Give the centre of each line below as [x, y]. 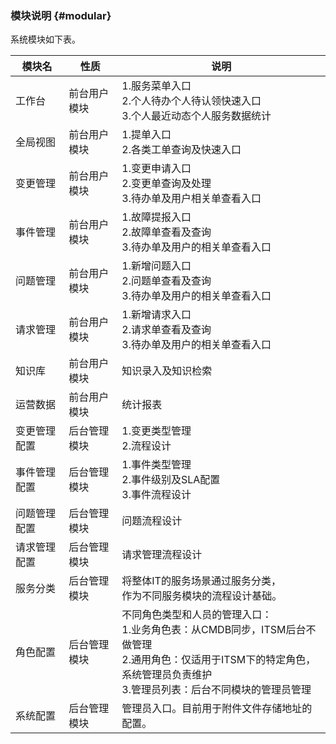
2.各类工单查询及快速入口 [181, 150]
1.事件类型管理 [156, 465]
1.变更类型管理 [156, 431]
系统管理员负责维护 [167, 675]
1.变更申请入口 [156, 169]
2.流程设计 [146, 446]
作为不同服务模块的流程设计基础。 [202, 596]
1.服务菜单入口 [156, 86]
